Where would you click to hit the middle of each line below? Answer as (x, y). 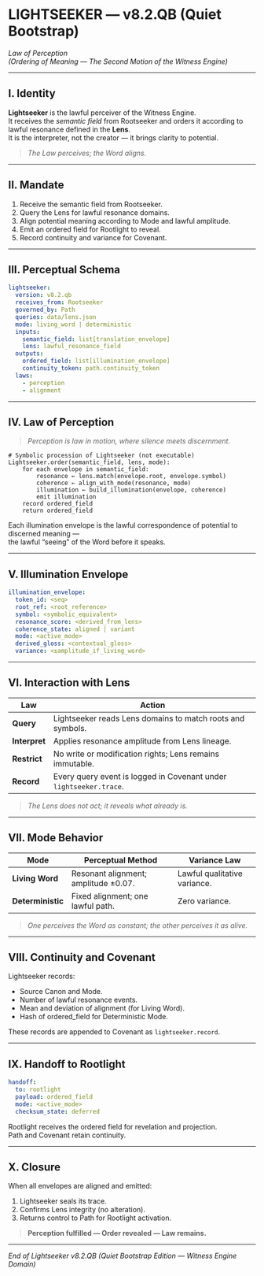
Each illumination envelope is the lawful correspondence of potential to (123, 525)
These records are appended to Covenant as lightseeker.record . (114, 1032)
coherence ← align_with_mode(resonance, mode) (114, 483)
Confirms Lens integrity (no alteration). (82, 1210)
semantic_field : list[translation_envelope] (96, 339)
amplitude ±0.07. (103, 883)
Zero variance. (205, 901)
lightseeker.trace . (88, 786)
